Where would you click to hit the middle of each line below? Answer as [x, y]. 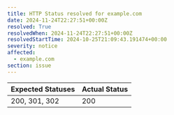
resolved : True [29, 26]
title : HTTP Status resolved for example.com [74, 14]
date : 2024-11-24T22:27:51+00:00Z [58, 20]
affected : [22, 53]
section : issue [29, 66]
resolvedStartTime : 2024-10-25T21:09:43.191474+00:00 [87, 40]
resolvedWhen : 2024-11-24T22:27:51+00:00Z [70, 33]
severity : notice [32, 46]
